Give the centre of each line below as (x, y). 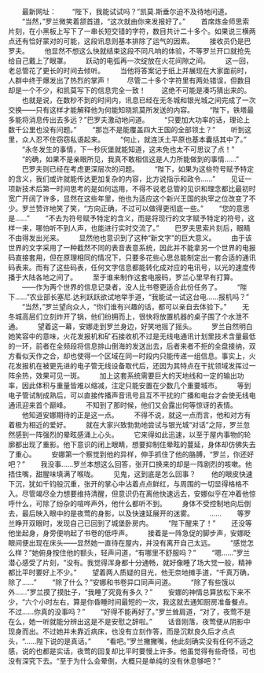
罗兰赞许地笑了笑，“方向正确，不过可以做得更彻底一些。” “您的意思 (136, 208)
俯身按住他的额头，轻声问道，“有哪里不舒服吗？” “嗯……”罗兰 (145, 553)
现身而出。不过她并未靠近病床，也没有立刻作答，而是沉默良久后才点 (118, 631)
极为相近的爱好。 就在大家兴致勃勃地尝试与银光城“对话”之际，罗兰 (129, 425)
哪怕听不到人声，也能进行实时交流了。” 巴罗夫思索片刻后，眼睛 (143, 228)
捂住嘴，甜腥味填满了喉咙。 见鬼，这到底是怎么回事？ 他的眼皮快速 (130, 474)
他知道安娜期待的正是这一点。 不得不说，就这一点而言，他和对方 (133, 415)
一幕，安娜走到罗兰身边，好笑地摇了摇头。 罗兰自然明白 (155, 326)
